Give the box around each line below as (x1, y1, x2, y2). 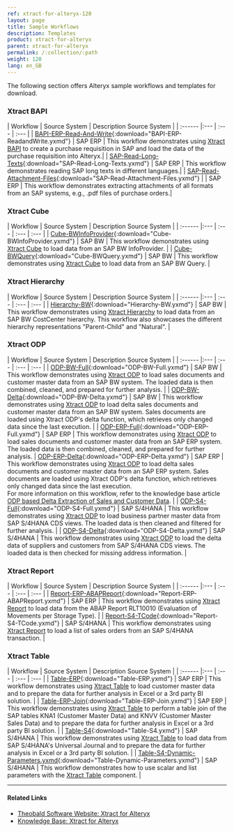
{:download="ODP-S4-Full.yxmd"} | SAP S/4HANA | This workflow (17, 504, 209, 512)
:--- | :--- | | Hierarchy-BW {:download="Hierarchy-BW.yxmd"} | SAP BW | (15, 300, 226, 308)
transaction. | (7, 634, 45, 643)
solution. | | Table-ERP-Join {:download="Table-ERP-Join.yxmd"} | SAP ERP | (7, 696, 227, 706)
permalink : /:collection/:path (7, 50, 98, 57)
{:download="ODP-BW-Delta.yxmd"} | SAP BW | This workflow (22, 393, 203, 401)
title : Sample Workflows (7, 23, 79, 30)
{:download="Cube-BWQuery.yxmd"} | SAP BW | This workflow (34, 252, 218, 261)
